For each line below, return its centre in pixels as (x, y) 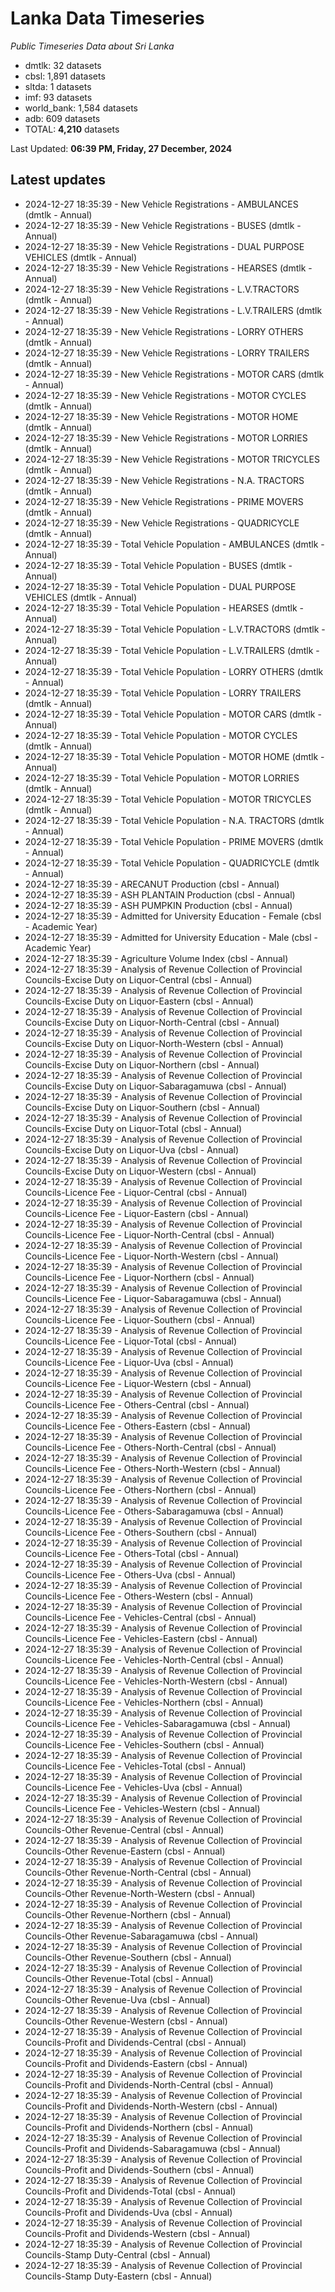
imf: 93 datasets (58, 97)
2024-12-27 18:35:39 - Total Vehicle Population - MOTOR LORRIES (162, 778)
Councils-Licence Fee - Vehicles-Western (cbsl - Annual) (142, 1808)
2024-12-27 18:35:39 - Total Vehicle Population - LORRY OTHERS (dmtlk (174, 671)
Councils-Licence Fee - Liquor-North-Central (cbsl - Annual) (149, 1234)
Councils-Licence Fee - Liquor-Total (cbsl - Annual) (131, 1341)
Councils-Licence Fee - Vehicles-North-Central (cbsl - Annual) (154, 1659)
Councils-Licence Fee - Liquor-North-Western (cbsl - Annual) (151, 1256)
